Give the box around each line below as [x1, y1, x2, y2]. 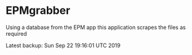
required [5, 30, 27, 37]
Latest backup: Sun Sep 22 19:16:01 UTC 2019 [5, 42, 121, 49]
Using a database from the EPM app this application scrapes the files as [5, 24, 186, 31]
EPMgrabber [5, 4, 70, 18]
